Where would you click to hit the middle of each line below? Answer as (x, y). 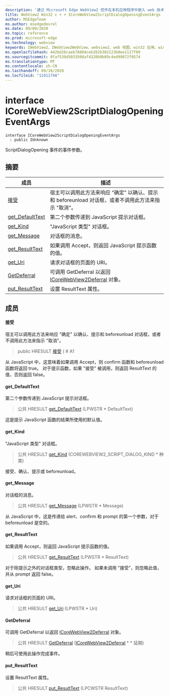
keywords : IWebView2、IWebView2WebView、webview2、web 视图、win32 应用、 (82, 47)
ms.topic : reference (27, 33)
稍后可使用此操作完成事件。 (34, 654)
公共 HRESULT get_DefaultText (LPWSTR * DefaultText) (75, 409)
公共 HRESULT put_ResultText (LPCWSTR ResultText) (73, 688)
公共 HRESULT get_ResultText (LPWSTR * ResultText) (73, 557)
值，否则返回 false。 (26, 375)
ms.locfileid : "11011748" (32, 76)
